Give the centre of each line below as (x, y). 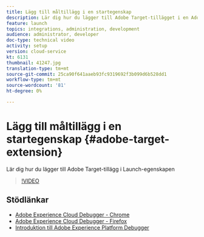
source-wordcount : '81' (36, 86)
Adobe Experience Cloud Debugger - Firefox (71, 221)
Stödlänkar (28, 200)
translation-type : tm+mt (38, 68)
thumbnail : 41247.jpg (34, 63)
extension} (34, 152)
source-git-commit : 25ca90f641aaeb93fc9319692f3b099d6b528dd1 (87, 74)
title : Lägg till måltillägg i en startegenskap (69, 12)
